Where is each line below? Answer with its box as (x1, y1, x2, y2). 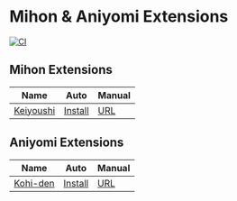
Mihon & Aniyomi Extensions (9, 6, 229, 27)
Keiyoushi (14, 104, 56, 116)
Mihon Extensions (9, 62, 113, 78)
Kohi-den (14, 177, 55, 189)
